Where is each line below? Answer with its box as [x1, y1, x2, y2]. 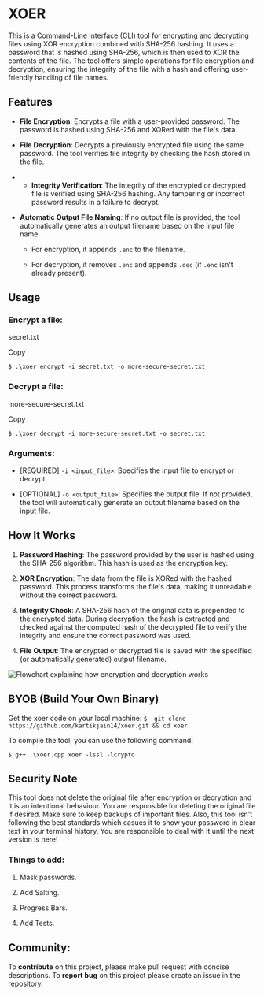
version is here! [8, 834, 58, 844]
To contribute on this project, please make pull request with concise [8, 962, 229, 972]
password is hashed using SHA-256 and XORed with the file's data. [19, 124, 238, 134]
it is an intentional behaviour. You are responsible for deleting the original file [8, 801, 256, 811]
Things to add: [8, 854, 65, 865]
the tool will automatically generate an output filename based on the [19, 498, 240, 507]
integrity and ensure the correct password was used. [19, 630, 192, 640]
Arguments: [8, 448, 55, 459]
